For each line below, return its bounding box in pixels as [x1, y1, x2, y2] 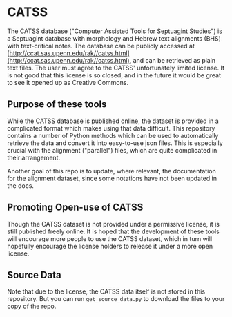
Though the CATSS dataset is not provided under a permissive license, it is [7, 220, 220, 228]
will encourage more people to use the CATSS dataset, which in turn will [7, 234, 213, 242]
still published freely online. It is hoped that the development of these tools [7, 227, 220, 236]
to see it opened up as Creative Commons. [7, 78, 129, 86]
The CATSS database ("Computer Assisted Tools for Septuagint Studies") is [7, 27, 223, 35]
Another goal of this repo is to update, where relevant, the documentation [7, 166, 216, 175]
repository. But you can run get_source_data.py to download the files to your [7, 295, 225, 303]
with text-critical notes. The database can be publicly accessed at [7, 41, 195, 50]
